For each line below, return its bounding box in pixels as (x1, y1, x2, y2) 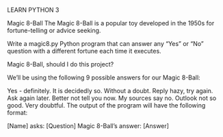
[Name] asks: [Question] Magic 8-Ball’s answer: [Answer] (7, 122, 170, 129)
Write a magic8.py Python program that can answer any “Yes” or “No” (7, 40, 204, 47)
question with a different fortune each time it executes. (7, 47, 162, 55)
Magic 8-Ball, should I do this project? (7, 60, 114, 68)
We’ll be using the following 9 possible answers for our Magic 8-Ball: (7, 73, 200, 82)
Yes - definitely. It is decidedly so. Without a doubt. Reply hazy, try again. (7, 87, 213, 95)
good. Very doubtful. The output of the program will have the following (7, 101, 206, 109)
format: (7, 109, 28, 116)
